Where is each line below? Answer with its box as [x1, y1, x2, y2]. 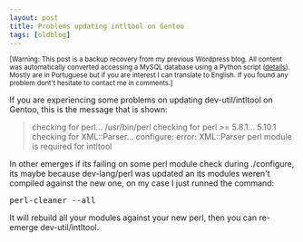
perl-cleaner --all [9, 196, 96, 206]
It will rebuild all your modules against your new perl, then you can [9, 212, 258, 223]
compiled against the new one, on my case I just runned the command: [9, 178, 275, 189]
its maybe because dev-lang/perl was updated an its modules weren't [9, 169, 270, 179]
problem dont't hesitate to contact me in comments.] [9, 79, 173, 88]
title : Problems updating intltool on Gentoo [9, 22, 184, 31]
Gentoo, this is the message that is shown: [9, 104, 168, 115]
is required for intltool [31, 141, 112, 152]
